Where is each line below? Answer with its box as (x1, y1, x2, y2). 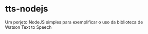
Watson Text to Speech (5, 24, 52, 30)
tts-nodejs (5, 3, 48, 14)
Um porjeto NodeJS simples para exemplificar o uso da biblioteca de (5, 19, 143, 25)
